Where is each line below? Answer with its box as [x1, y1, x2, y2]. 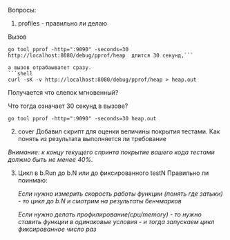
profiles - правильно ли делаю [17, 19, 108, 27]
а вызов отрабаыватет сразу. [8, 64, 92, 71]
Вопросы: [8, 6, 37, 14]
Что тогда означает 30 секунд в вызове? [8, 102, 128, 110]
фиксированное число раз [17, 225, 97, 233]
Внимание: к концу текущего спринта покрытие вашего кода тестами [8, 148, 215, 156]
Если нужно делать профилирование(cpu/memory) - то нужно [17, 210, 202, 219]
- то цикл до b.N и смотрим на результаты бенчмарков [17, 197, 182, 205]
